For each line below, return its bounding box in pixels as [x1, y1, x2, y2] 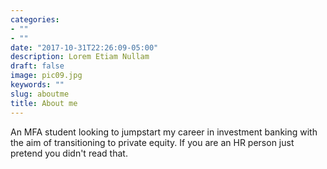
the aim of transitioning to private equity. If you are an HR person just [10, 136, 295, 148]
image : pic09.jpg [10, 71, 83, 81]
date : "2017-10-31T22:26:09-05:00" [10, 42, 159, 53]
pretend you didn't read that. [10, 147, 128, 159]
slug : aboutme [10, 89, 70, 99]
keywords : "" [10, 80, 65, 90]
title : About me [10, 98, 78, 108]
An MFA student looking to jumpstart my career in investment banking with [10, 126, 318, 138]
